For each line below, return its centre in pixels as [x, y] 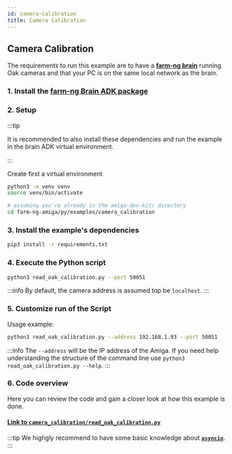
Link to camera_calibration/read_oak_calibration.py [84, 422]
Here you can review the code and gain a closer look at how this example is [116, 399]
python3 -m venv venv [39, 187]
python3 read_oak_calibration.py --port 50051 [76, 277]
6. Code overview [38, 383]
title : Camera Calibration [47, 20]
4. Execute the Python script [57, 262]
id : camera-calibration [42, 14]
